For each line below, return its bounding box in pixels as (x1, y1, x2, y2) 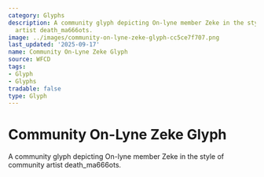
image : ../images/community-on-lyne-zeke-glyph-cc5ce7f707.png (8, 33, 220, 42)
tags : (8, 63, 26, 71)
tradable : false (8, 84, 61, 93)
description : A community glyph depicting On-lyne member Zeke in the (8, 19, 244, 27)
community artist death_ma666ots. (8, 160, 122, 170)
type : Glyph (8, 92, 47, 100)
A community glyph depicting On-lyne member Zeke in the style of (8, 152, 225, 161)
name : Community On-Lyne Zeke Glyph (8, 48, 128, 56)
